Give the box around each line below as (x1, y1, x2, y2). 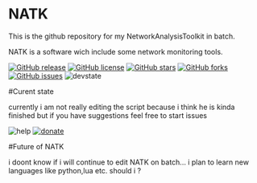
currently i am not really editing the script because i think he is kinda (8, 102, 235, 112)
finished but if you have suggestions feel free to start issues (8, 110, 208, 120)
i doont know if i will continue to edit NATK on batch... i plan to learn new (8, 157, 250, 167)
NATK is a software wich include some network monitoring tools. (8, 47, 223, 56)
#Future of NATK (8, 141, 64, 151)
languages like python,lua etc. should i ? (8, 165, 142, 175)
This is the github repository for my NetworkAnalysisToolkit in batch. (8, 31, 235, 41)
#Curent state (8, 86, 54, 96)
